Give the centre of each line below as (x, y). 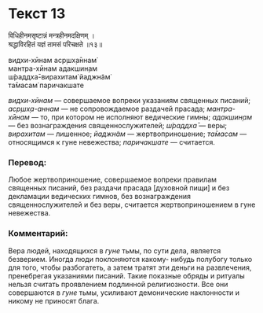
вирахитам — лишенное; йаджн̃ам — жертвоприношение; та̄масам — (128, 134)
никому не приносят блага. (54, 300)
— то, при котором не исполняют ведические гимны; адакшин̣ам (142, 117)
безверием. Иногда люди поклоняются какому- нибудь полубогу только (130, 259)
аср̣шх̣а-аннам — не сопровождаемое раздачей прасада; (107, 109)
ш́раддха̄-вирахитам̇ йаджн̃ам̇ (59, 76)
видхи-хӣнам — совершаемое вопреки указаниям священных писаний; (130, 100)
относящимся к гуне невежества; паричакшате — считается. (112, 142)
